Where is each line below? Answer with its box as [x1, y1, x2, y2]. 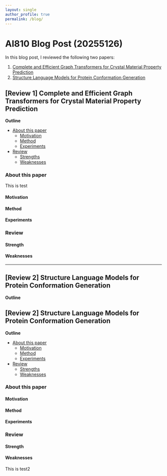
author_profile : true [5, 12, 50, 17]
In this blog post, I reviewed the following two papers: [5, 54, 115, 60]
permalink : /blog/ [5, 16, 43, 21]
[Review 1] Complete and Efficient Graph [5, 89, 133, 97]
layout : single [5, 7, 37, 12]
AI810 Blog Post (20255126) [5, 38, 123, 49]
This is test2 [5, 466, 30, 472]
